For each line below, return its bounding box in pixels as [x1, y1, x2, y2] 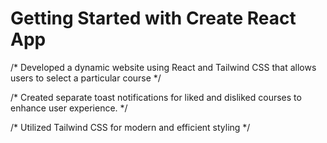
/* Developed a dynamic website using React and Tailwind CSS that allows [10, 61, 317, 73]
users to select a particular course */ [10, 72, 162, 84]
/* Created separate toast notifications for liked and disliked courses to [10, 91, 302, 103]
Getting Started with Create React [10, 7, 297, 30]
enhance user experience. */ [10, 102, 128, 114]
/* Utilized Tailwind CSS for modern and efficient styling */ [10, 121, 251, 133]
